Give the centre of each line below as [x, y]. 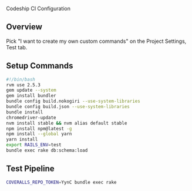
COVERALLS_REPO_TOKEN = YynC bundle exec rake [61, 182]
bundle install [25, 112]
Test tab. [17, 47]
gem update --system [31, 91]
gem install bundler [31, 96]
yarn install [22, 140]
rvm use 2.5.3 [23, 85]
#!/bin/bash [21, 79]
